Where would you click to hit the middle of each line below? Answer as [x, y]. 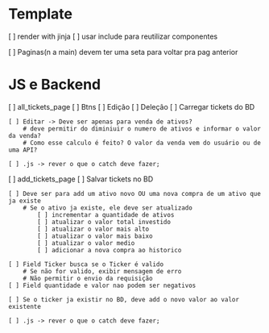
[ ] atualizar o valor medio [86, 243]
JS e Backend [55, 85]
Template [40, 14]
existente [25, 306]
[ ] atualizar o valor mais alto [93, 229]
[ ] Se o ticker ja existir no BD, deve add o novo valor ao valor [124, 299]
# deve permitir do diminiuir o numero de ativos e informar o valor [142, 129]
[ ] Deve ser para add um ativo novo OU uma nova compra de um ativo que [135, 194]
